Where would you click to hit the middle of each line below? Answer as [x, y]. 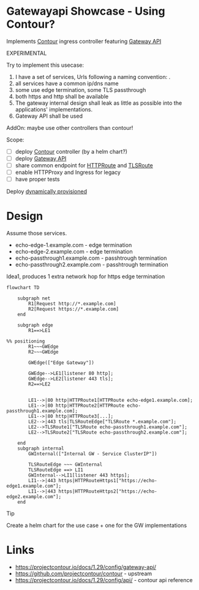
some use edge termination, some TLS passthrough [81, 89]
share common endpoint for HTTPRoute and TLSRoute [84, 165]
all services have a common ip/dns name [67, 83]
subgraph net [34, 298]
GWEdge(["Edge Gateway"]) [62, 363]
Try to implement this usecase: [45, 65]
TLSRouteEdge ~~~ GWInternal [66, 465]
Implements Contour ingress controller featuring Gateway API [84, 41]
